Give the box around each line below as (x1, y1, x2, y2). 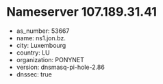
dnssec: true (16, 70, 52, 79)
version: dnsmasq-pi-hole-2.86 (16, 63, 105, 71)
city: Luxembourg (16, 41, 66, 49)
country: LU (16, 48, 50, 57)
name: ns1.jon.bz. (16, 33, 66, 42)
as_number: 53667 (16, 27, 70, 35)
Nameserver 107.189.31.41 (6, 4, 157, 20)
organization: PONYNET (16, 55, 85, 64)
